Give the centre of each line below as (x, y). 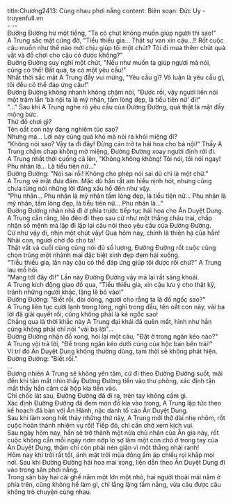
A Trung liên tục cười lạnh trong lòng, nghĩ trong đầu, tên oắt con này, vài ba (116, 307)
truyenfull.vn (25, 18)
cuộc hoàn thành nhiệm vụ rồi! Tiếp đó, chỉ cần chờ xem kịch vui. (101, 425)
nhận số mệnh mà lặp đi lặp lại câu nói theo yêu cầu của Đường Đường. (109, 225)
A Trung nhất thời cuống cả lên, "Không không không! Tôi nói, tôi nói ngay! (114, 159)
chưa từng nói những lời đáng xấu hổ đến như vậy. (79, 188)
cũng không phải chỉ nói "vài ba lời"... (61, 329)
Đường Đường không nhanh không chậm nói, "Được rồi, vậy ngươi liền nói (113, 92)
